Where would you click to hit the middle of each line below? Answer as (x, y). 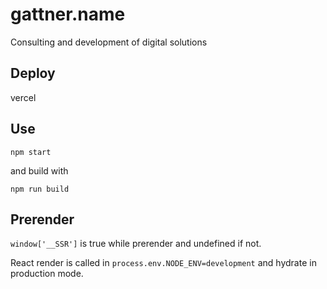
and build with (39, 170)
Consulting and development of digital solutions (109, 42)
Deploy (33, 73)
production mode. (47, 274)
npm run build (40, 189)
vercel (23, 97)
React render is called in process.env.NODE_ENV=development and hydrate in (163, 263)
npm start (31, 152)
